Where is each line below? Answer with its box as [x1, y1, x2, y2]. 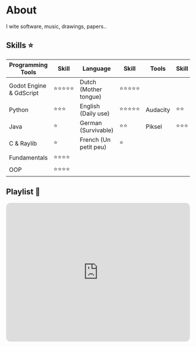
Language [82, 64, 111, 72]
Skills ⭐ [6, 40, 34, 50]
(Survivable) [79, 126, 114, 134]
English [79, 102, 100, 110]
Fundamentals [9, 154, 48, 162]
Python [9, 106, 29, 114]
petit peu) [79, 143, 107, 151]
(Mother [79, 85, 102, 93]
